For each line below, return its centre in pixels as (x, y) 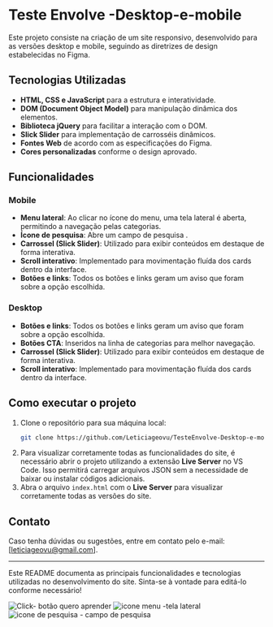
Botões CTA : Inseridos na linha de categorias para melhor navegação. (138, 343)
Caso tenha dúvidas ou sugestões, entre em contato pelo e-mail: (117, 541)
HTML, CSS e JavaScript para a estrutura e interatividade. (118, 100)
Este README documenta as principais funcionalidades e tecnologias (125, 573)
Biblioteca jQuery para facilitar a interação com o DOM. (114, 125)
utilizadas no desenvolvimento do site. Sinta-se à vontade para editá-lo (128, 582)
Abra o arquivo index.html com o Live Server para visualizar (121, 487)
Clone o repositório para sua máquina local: (93, 422)
